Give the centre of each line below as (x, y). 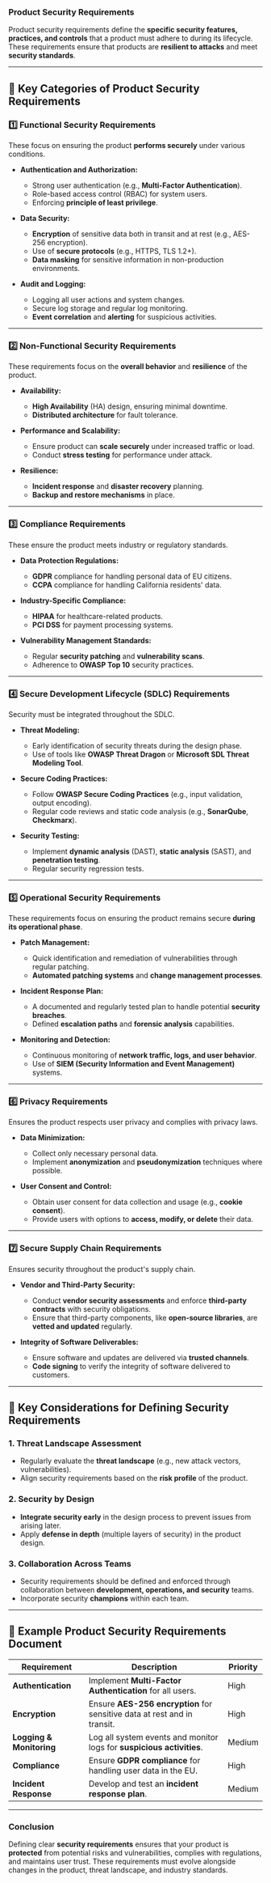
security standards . (42, 56)
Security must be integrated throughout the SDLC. (92, 714)
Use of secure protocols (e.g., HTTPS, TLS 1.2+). (114, 251)
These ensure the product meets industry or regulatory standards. (118, 545)
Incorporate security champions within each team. (104, 1599)
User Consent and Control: (66, 1186)
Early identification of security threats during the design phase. (137, 745)
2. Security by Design (52, 1499)
